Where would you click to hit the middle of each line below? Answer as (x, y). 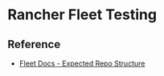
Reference (34, 44)
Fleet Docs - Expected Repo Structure (82, 63)
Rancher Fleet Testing (82, 15)
